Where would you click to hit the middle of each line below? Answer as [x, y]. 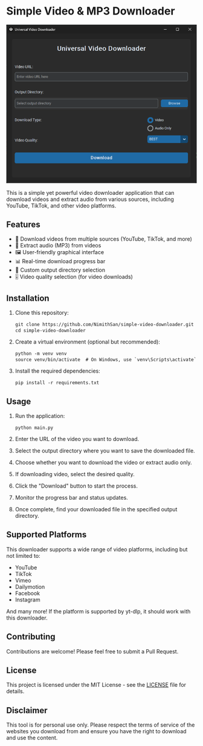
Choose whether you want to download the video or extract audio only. [103, 463]
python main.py [34, 428]
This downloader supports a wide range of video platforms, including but [97, 549]
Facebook [27, 593]
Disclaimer [27, 710]
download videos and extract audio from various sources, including [90, 199]
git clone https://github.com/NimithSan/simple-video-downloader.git [105, 325]
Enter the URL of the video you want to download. [77, 439]
